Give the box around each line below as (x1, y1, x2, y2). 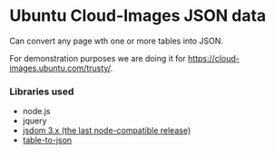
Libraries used (9, 85, 74, 98)
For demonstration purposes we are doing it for (9, 53, 186, 63)
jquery (22, 115, 47, 127)
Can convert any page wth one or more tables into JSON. (9, 35, 224, 46)
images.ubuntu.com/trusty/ (9, 63, 111, 73)
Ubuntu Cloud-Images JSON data (9, 5, 267, 26)
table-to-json (22, 135, 73, 146)
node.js (22, 106, 52, 117)
